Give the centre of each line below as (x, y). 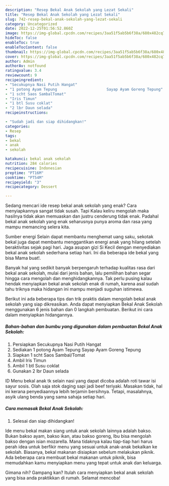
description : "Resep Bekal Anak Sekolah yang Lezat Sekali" (70, 10)
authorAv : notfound (26, 66)
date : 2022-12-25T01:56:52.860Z (39, 29)
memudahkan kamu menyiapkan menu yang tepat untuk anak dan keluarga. (84, 463)
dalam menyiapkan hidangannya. (39, 315)
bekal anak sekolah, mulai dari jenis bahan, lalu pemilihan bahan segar (78, 273)
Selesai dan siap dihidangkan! (43, 421)
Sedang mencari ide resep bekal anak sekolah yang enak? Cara (71, 206)
